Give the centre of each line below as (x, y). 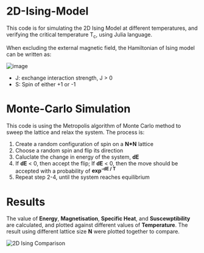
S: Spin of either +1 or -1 (45, 84)
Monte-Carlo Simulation (69, 109)
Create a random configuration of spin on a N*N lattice (84, 144)
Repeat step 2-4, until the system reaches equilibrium (83, 177)
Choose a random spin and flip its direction (69, 150)
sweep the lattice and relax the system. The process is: (76, 132)
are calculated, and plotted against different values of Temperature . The (97, 225)
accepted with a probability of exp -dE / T (65, 170)
